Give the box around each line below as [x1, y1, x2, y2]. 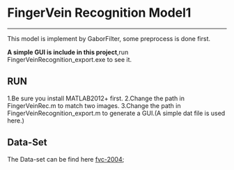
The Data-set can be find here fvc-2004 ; [7, 155, 125, 163]
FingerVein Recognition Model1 [7, 5, 192, 21]
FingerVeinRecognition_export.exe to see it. [7, 55, 132, 63]
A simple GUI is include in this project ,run [7, 47, 129, 56]
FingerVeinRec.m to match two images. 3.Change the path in [7, 101, 181, 109]
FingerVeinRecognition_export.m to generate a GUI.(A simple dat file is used [7, 109, 226, 117]
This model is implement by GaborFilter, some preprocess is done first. [7, 34, 211, 42]
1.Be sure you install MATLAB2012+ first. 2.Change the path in [7, 94, 185, 102]
